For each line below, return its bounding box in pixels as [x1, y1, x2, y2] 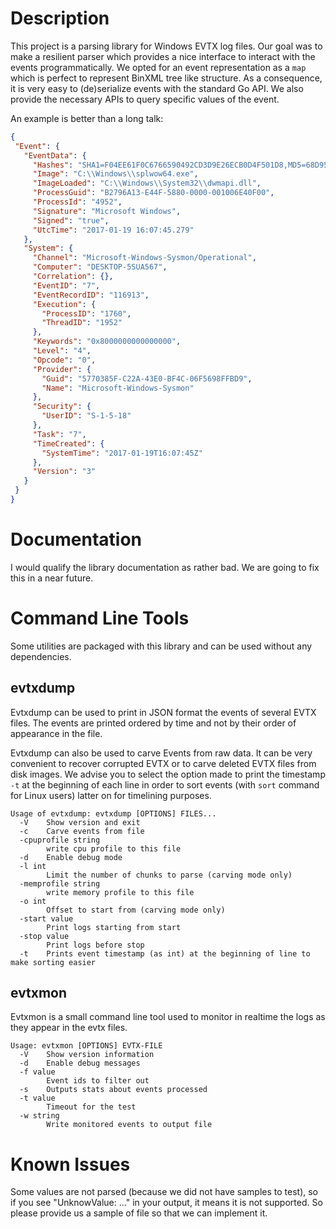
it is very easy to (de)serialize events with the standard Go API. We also [10, 82, 304, 94]
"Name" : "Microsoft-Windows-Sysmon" [41, 383, 195, 393]
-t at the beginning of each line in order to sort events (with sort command [10, 778, 320, 791]
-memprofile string [19, 878, 101, 889]
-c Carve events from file [19, 826, 145, 836]
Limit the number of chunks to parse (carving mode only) [46, 870, 293, 880]
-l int [19, 861, 47, 871]
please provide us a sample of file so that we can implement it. [10, 1207, 268, 1219]
